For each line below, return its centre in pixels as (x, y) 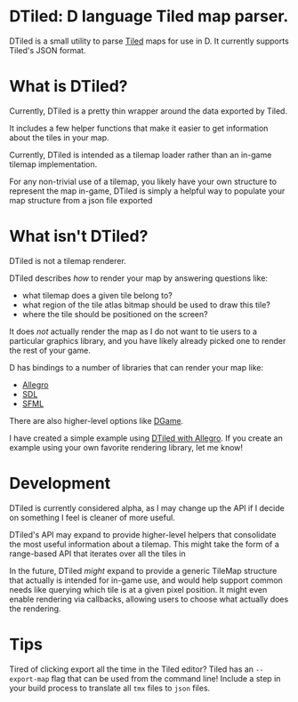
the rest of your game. (50, 350)
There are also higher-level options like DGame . (97, 420)
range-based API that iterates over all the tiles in (97, 554)
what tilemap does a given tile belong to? (97, 295)
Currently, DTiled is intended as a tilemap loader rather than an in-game (141, 155)
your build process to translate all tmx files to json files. (110, 688)
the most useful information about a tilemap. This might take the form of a (145, 544)
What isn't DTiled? (79, 236)
